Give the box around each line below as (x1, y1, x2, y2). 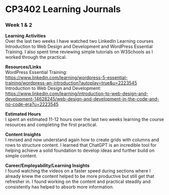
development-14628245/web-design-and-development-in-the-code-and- (5, 96, 159, 102)
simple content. (5, 153, 38, 159)
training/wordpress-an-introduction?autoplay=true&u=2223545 (5, 80, 137, 86)
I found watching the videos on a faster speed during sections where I (5, 168, 151, 174)
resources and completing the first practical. (5, 122, 97, 128)
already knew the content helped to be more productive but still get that (5, 173, 155, 179)
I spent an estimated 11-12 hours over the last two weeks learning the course (5, 117, 164, 123)
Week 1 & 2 (5, 22, 33, 29)
